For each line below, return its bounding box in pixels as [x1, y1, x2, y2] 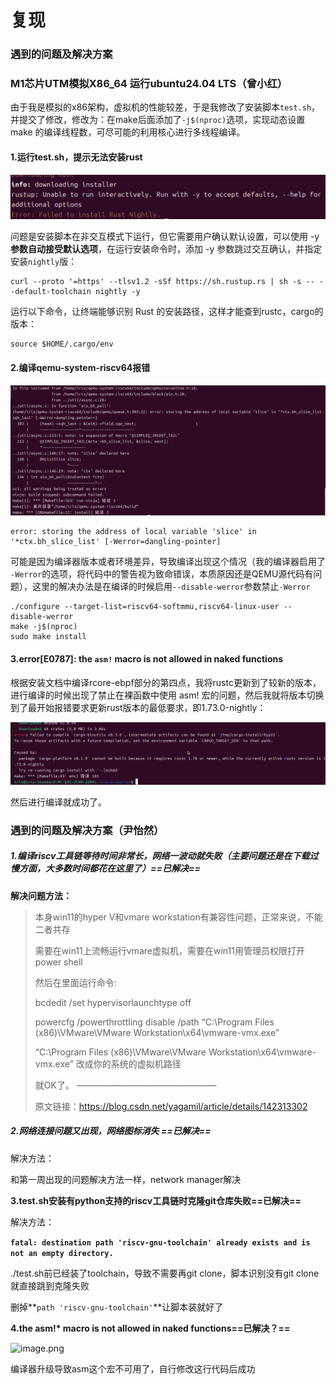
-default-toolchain [10, 287, 92, 297]
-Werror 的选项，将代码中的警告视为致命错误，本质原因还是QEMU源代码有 [10, 568, 314, 580]
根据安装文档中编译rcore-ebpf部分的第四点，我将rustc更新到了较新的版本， [10, 676, 322, 688]
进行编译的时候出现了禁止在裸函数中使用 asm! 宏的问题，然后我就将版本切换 [10, 689, 325, 701]
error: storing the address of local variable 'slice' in [10, 527, 257, 537]
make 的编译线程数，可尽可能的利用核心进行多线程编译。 [10, 126, 246, 138]
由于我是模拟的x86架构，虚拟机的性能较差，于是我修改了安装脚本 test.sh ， [10, 101, 321, 113]
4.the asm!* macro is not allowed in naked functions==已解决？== [10, 1322, 291, 1334]
